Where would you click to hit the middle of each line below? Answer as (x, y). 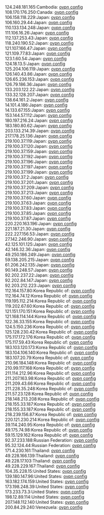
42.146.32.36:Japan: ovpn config (38, 249)
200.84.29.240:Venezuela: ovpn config (44, 507)
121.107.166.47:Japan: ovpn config (38, 48)
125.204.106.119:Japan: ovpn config (40, 69)
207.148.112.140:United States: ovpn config (47, 502)
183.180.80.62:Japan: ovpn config (39, 125)
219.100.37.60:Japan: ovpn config (38, 198)
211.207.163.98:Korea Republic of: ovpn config (51, 378)
